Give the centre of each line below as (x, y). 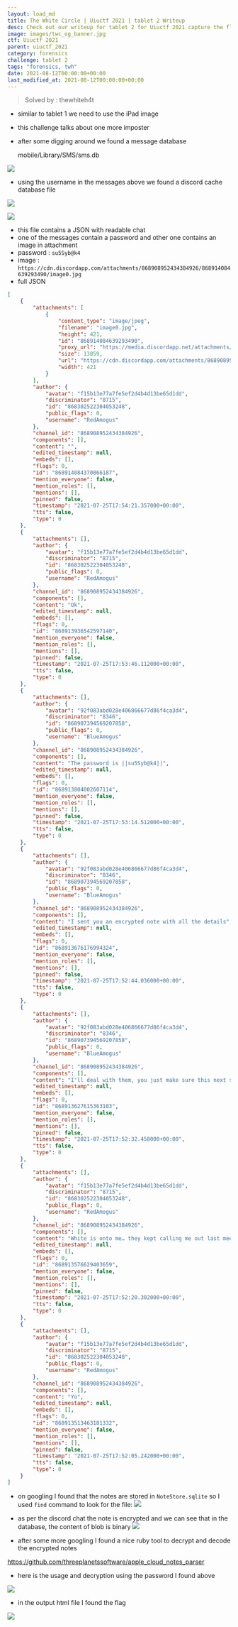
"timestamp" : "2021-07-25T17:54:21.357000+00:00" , (109, 506)
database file (36, 190)
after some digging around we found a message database (102, 141)
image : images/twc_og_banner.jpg (57, 34)
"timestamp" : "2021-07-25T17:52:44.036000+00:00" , (109, 981)
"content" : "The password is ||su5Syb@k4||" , (101, 763)
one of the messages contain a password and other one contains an (117, 238)
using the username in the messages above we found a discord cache (120, 182)
